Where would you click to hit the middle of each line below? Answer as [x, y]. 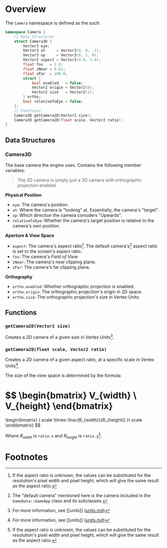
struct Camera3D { [33, 41]
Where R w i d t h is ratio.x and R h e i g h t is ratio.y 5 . [54, 436]
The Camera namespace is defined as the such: [53, 23]
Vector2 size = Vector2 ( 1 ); [63, 92]
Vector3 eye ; [37, 46]
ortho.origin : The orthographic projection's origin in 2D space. [77, 292]
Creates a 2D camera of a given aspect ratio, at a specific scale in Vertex [80, 360]
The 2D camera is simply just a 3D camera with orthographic [80, 180]
